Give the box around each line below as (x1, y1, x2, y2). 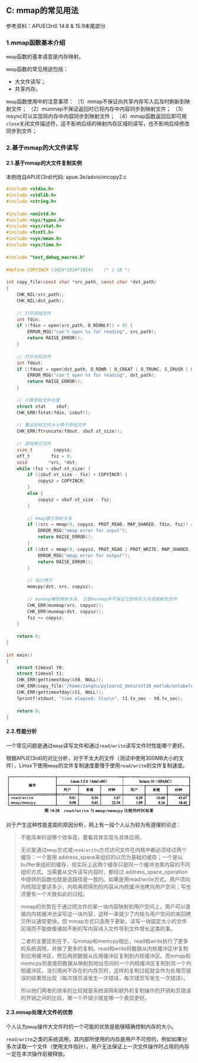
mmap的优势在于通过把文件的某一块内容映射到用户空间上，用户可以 (20, 903, 186, 910)
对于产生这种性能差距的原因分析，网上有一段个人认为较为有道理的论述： (6, 821, 181, 828)
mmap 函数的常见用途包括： (6, 65, 69, 72)
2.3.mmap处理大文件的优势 (6, 1009, 74, 1016)
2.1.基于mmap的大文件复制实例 (6, 159, 82, 166)
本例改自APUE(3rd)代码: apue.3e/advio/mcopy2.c (6, 173, 127, 181)
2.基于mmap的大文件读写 (6, 144, 79, 152)
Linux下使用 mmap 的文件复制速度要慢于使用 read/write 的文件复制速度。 (18, 762, 188, 769)
